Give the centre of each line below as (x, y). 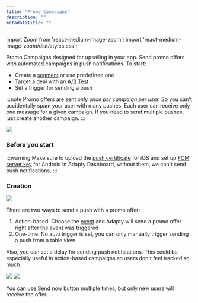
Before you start (30, 145)
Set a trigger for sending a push (54, 88)
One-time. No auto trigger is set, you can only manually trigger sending (102, 234)
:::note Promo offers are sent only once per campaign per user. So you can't (99, 99)
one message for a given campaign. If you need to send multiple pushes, (95, 112)
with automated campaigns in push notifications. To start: (76, 64)
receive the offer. (27, 294)
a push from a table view (45, 240)
